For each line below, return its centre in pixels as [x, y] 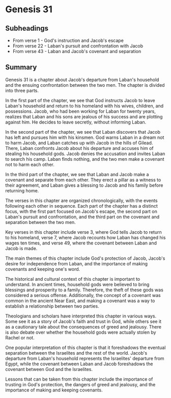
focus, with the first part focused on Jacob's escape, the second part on [81, 211]
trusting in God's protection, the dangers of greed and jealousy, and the [80, 384]
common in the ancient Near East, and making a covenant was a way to [80, 301]
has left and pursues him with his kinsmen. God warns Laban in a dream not [85, 137]
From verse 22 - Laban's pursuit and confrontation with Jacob [78, 46]
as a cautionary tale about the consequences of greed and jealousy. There [83, 327]
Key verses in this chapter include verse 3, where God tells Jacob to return [83, 232]
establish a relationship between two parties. [52, 306]
